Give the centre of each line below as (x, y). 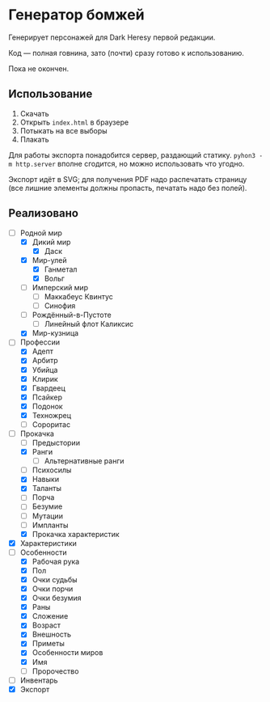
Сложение (50, 616)
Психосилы (52, 470)
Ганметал (61, 269)
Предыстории (56, 443)
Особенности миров (67, 653)
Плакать (35, 139)
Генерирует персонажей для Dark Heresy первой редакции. (112, 37)
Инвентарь (39, 680)
